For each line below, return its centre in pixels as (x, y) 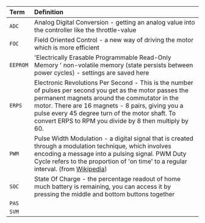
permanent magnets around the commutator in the (106, 98)
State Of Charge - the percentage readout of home (108, 179)
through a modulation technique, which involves (103, 146)
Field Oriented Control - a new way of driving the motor (114, 40)
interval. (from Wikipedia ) (71, 169)
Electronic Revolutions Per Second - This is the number (114, 83)
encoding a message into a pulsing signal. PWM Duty (110, 154)
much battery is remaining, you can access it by (103, 187)
